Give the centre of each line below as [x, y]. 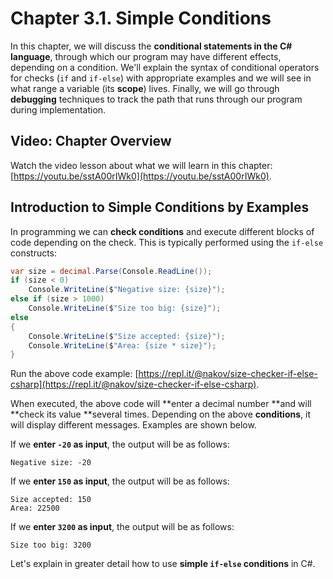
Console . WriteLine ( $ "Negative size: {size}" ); [127, 290]
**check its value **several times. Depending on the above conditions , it [160, 414]
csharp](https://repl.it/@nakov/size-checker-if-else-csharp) [133, 384]
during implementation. [58, 109]
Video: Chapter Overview [91, 141]
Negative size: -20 [51, 463]
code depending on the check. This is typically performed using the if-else [167, 242]
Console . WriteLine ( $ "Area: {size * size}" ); [122, 345]
